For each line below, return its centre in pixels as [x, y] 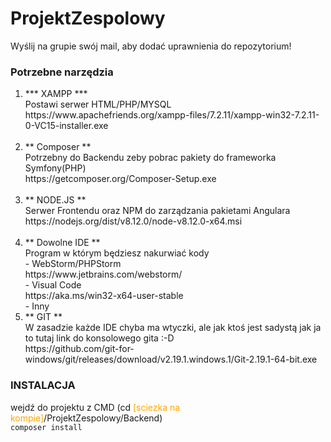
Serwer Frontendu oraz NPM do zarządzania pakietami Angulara [157, 211]
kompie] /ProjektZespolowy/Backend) [86, 418]
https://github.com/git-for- [79, 349]
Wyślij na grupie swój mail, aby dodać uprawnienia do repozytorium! [151, 46]
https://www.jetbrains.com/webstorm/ [103, 274]
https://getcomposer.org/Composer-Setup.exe [120, 179]
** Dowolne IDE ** [62, 243]
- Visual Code [53, 285]
